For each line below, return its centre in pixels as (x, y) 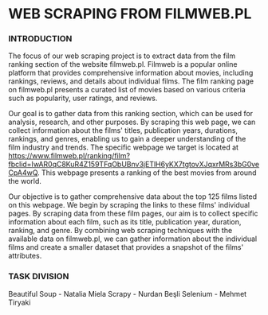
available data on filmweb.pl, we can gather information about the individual (133, 239)
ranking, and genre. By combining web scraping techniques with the (120, 231)
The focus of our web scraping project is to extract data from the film (122, 56)
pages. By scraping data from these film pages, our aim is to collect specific (133, 214)
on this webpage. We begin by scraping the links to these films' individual (129, 205)
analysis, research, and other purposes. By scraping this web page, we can (132, 122)
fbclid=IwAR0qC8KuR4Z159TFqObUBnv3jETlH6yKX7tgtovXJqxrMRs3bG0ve (134, 165)
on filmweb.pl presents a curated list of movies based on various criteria (127, 90)
